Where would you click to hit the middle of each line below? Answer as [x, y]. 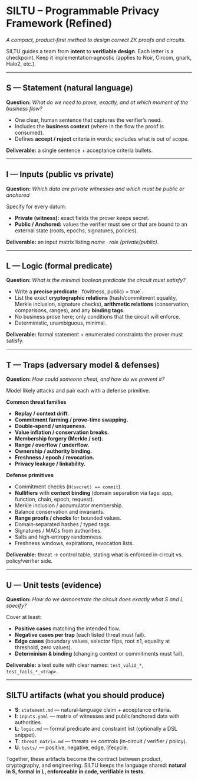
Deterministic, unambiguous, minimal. [60, 323]
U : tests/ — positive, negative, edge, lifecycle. [71, 747]
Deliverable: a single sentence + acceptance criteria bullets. [80, 150]
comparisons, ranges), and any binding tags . [70, 310]
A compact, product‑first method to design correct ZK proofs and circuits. [96, 40]
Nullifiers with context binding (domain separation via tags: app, [94, 493]
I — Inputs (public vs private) [60, 175]
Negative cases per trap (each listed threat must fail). [80, 635]
